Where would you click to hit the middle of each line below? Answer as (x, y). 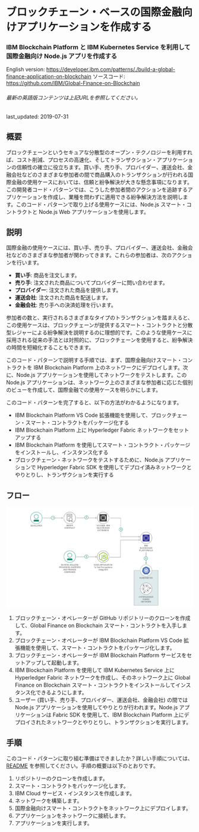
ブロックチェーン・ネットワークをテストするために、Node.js (89, 460)
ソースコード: (109, 77)
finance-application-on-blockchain (49, 77)
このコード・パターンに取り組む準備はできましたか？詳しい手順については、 (99, 758)
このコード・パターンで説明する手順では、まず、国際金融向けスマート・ (94, 360)
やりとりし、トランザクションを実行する (64, 475)
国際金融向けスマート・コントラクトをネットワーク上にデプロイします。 (103, 808)
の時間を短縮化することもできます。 (50, 348)
